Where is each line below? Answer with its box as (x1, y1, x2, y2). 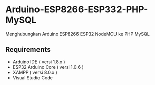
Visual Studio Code (12, 74, 53, 81)
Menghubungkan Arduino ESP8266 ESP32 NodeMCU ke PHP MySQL (5, 31, 150, 37)
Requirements (5, 45, 51, 54)
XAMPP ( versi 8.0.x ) (12, 69, 57, 75)
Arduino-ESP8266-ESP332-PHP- (5, 4, 148, 15)
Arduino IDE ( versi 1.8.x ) (12, 59, 65, 65)
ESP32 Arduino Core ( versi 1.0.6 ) (12, 64, 84, 70)
